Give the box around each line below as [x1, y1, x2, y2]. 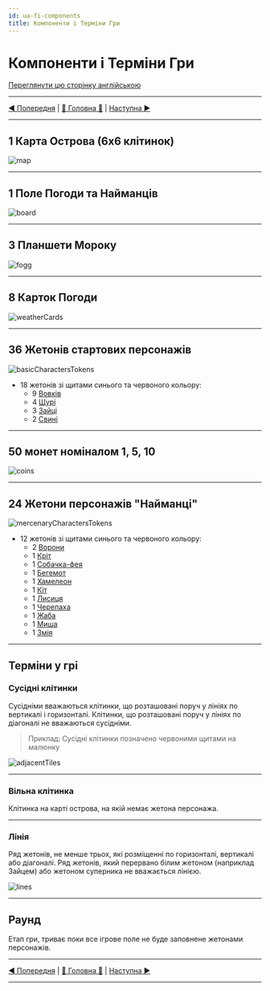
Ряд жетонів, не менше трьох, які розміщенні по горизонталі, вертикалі [8, 850, 255, 859]
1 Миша [31, 620, 58, 629]
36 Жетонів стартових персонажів [8, 343, 192, 357]
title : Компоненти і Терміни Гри [8, 19, 121, 27]
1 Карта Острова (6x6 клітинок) [8, 134, 174, 148]
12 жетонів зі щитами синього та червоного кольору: [19, 534, 202, 543]
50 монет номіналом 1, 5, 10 [8, 444, 156, 458]
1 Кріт [31, 551, 52, 561]
